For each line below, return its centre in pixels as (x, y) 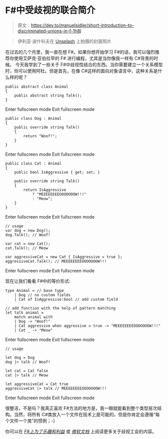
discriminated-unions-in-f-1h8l (49, 31)
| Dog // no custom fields (43, 295)
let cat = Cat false (27, 371)
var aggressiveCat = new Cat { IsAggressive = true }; (64, 257)
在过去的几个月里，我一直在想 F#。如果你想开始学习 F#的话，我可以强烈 (80, 52)
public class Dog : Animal (33, 118)
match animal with (33, 317)
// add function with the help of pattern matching (60, 308)
